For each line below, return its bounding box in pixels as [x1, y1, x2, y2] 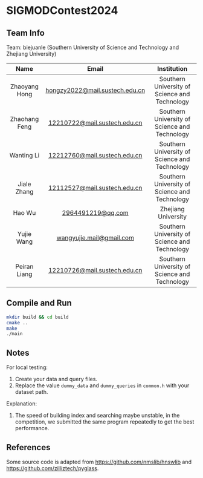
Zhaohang [10, 115, 39, 123]
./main [6, 331, 23, 337]
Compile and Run [6, 298, 72, 309]
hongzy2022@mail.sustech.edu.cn [45, 86, 146, 94]
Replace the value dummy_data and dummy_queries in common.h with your [14, 382, 190, 389]
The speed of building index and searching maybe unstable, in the [14, 412, 180, 419]
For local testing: [6, 364, 48, 371]
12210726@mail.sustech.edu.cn [48, 266, 143, 274]
